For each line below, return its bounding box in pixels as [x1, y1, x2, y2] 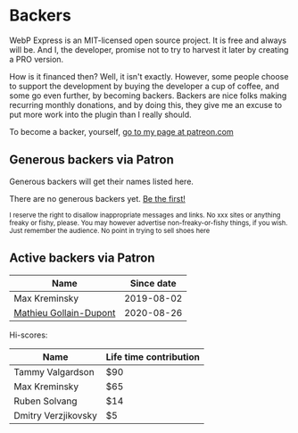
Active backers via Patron [9, 251, 155, 266]
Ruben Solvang [13, 395, 78, 407]
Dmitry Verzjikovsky [13, 409, 98, 421]
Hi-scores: [9, 329, 48, 340]
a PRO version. [9, 54, 64, 64]
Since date [129, 277, 177, 289]
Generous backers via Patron [9, 153, 174, 168]
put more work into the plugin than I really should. [9, 109, 192, 120]
